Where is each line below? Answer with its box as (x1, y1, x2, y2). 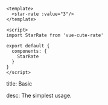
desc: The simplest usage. (6, 92, 72, 99)
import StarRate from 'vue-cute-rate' (6, 32, 104, 38)
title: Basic (6, 80, 32, 87)
